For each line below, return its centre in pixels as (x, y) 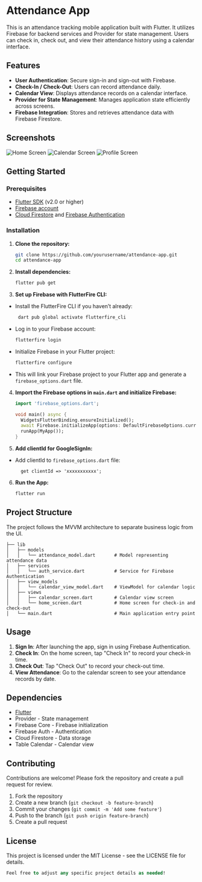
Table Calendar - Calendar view (54, 745)
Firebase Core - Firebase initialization (62, 725)
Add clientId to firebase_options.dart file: (68, 460)
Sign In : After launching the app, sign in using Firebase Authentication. (103, 647)
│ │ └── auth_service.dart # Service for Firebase (90, 571)
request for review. (30, 785)
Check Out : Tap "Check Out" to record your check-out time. (90, 666)
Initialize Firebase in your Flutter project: (65, 351)
